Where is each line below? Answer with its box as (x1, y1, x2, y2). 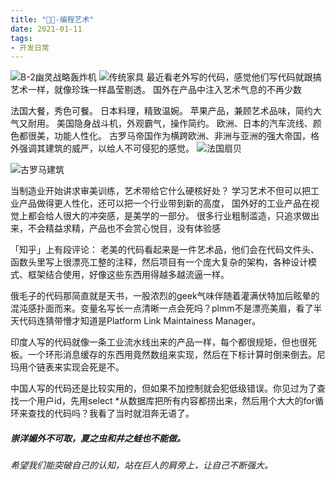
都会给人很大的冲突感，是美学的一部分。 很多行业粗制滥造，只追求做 (27, 210, 311, 222)
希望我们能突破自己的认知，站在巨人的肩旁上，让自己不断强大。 (10, 459, 273, 471)
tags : (10, 33, 33, 43)
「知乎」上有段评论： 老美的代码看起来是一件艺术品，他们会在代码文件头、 (10, 244, 320, 256)
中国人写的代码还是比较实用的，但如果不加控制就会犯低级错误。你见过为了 (10, 382, 317, 395)
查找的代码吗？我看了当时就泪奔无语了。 (27, 407, 195, 420)
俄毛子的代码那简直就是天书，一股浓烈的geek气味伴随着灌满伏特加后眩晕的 (10, 290, 320, 302)
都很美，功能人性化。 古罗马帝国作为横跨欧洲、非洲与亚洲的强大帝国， (18, 130, 311, 142)
